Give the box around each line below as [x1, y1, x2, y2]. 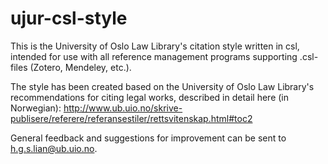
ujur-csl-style [10, 7, 128, 30]
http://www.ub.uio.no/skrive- [63, 102, 183, 114]
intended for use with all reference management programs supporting [10, 50, 298, 62]
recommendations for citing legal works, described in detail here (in [10, 91, 290, 103]
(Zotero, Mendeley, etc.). [29, 61, 132, 73]
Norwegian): [10, 102, 62, 114]
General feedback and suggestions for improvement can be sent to [10, 132, 287, 144]
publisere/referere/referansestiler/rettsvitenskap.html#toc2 [10, 112, 253, 124]
